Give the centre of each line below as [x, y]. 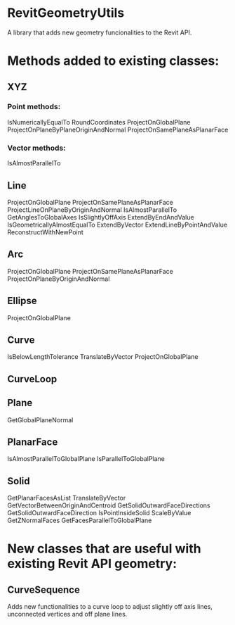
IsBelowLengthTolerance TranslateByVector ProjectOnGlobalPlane [103, 357]
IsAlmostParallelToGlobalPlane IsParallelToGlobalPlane [86, 459]
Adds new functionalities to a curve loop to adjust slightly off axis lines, [110, 607]
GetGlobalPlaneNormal [40, 419]
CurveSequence [44, 589]
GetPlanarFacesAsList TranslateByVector [67, 498]
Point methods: [34, 107]
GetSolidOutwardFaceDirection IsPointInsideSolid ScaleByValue [99, 513]
